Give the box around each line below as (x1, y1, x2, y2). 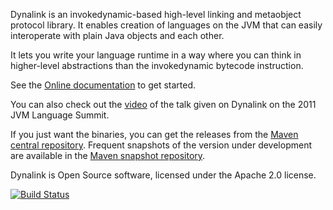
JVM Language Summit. (10, 109, 110, 121)
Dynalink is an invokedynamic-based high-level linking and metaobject (10, 9, 302, 20)
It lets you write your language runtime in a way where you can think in (10, 49, 302, 61)
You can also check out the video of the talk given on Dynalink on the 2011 (10, 99, 317, 110)
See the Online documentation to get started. (10, 79, 196, 91)
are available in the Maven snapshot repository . (10, 150, 206, 161)
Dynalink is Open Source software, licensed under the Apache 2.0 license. (10, 169, 317, 181)
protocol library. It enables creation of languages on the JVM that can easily (10, 19, 323, 31)
